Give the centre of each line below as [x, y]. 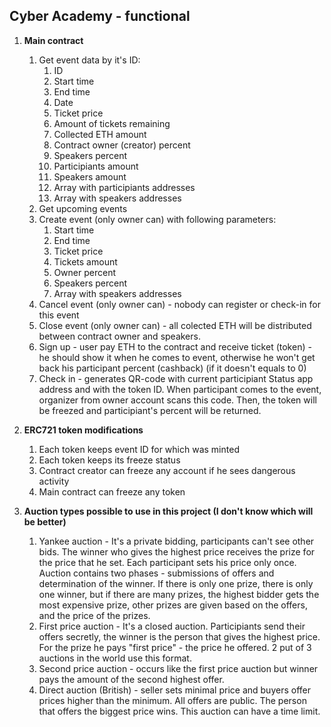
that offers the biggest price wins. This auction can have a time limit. [179, 711]
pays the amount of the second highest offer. [131, 679]
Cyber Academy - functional [100, 16]
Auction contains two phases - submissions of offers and [156, 573]
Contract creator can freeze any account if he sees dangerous [167, 470]
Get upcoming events [83, 208]
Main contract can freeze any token [112, 491]
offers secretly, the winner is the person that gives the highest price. [179, 636]
